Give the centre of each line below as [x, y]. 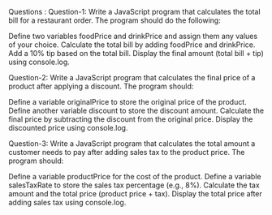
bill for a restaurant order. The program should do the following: [114, 20]
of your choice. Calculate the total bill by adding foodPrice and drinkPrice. [132, 45]
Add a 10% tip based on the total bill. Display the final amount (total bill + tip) [136, 53]
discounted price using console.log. [68, 128]
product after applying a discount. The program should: [101, 86]
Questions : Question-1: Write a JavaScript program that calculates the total [135, 12]
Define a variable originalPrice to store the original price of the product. [128, 102]
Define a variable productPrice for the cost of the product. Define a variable [135, 176]
